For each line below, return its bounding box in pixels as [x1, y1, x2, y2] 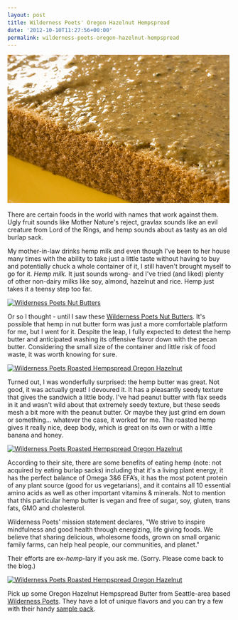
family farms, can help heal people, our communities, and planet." [7, 540, 200, 549]
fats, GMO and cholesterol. [7, 504, 87, 512]
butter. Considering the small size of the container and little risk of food [7, 343, 216, 351]
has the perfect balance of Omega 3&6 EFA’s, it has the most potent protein [7, 474, 227, 482]
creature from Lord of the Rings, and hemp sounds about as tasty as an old [7, 225, 227, 234]
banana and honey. [7, 431, 64, 440]
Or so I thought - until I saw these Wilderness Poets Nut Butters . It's [7, 312, 206, 321]
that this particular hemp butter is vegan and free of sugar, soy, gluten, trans [7, 496, 231, 505]
